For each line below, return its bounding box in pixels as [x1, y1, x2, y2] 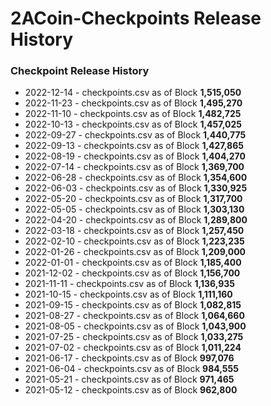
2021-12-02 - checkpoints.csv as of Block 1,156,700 [24, 267, 241, 279]
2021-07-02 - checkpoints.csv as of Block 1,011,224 [24, 342, 242, 354]
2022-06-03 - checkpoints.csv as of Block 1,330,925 [24, 182, 248, 194]
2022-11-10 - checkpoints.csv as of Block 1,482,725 [24, 108, 242, 120]
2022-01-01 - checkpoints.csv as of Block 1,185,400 [24, 257, 242, 269]
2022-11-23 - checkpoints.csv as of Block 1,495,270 [24, 97, 243, 109]
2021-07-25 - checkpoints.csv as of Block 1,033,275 [24, 331, 244, 343]
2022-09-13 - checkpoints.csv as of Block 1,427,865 [24, 140, 244, 152]
